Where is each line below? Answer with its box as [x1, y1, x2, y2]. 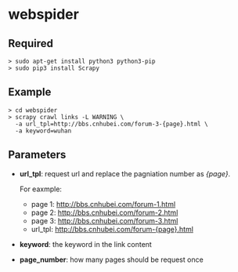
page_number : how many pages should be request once [19, 255, 204, 264]
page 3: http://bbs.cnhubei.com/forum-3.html [31, 216, 178, 225]
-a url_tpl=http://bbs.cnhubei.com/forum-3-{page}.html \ [15, 120, 209, 128]
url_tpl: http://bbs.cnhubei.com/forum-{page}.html [31, 224, 194, 234]
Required [8, 37, 53, 50]
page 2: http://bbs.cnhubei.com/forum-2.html [31, 208, 178, 217]
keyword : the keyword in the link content [19, 239, 153, 248]
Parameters [8, 148, 67, 161]
